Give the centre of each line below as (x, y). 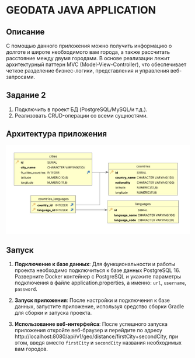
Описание (25, 32)
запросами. (21, 77)
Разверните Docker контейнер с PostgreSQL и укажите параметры (97, 277)
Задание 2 (26, 95)
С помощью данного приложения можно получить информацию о (89, 46)
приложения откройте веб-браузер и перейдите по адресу (88, 331)
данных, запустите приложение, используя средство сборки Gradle (99, 307)
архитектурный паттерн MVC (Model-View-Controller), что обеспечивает (96, 64)
